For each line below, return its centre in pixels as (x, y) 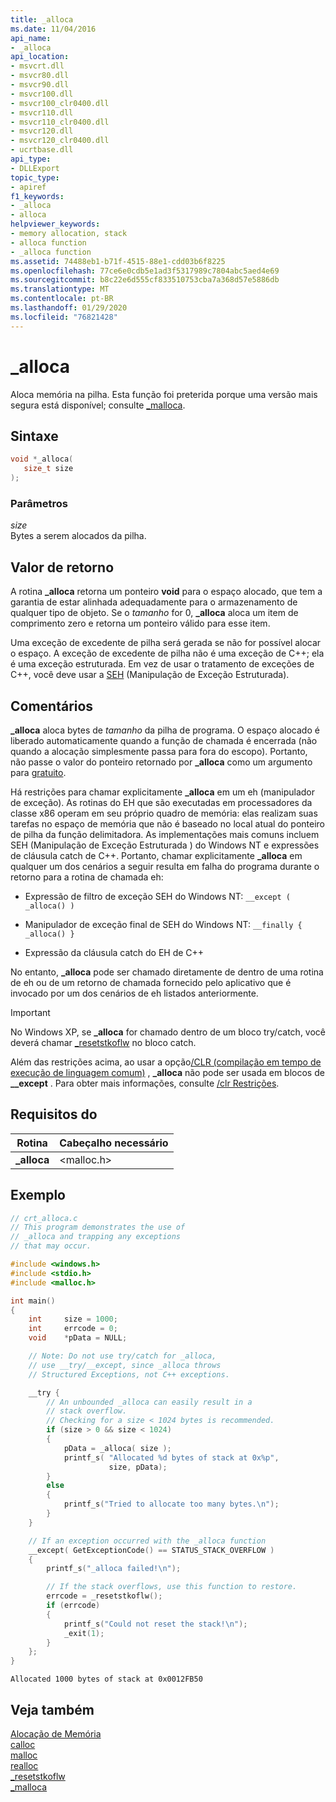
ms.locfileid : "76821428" (64, 317)
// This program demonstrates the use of (98, 1227)
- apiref (28, 187)
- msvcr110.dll (42, 112)
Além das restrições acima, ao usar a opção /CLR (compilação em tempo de (166, 1062)
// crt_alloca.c (44, 1218)
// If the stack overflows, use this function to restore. (172, 1587)
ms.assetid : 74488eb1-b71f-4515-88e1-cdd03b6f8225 (118, 261)
